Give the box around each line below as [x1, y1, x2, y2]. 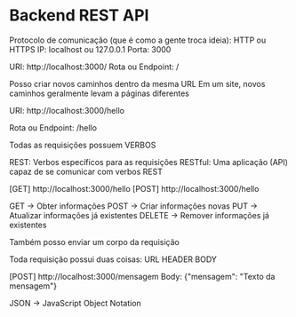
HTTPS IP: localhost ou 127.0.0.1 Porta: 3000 [9, 44, 172, 54]
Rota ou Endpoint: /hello [9, 122, 98, 133]
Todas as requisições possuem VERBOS [9, 139, 156, 150]
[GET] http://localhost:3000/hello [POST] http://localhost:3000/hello [9, 183, 260, 194]
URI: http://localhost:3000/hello [9, 105, 124, 115]
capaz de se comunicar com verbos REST [9, 166, 163, 177]
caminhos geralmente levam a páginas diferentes [9, 88, 189, 99]
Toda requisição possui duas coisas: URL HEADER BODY [9, 254, 218, 265]
